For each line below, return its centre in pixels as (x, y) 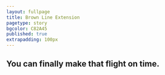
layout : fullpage (28, 12)
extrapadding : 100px (32, 40)
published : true (27, 34)
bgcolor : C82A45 (27, 28)
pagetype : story (27, 23)
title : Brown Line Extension (43, 17)
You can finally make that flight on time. (83, 64)
